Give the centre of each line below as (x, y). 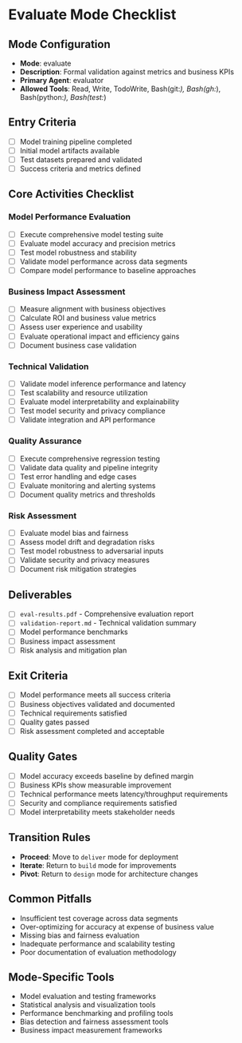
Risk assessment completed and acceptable (92, 731)
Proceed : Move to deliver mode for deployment (99, 857)
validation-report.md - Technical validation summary (108, 623)
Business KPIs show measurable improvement (96, 785)
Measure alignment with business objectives (93, 309)
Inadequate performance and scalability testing (97, 943)
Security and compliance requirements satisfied (98, 803)
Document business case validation (78, 345)
